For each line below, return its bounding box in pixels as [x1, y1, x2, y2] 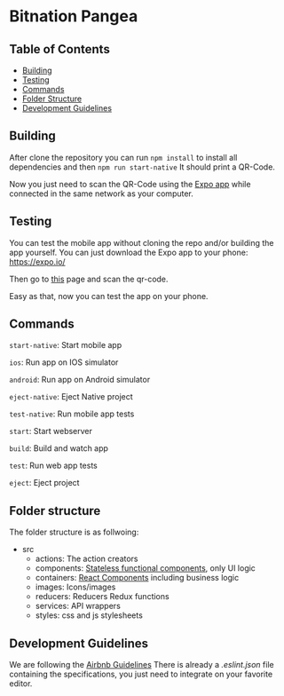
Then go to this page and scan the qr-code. [9, 273, 169, 284]
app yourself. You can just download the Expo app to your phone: [9, 247, 248, 257]
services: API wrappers [35, 601, 122, 612]
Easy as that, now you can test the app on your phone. [9, 290, 209, 301]
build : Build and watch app [9, 443, 109, 454]
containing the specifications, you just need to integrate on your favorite [9, 668, 273, 680]
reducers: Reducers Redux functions [35, 591, 170, 602]
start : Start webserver [9, 426, 93, 437]
